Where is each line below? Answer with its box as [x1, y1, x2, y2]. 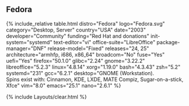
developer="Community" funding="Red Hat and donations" [6, 32, 149, 40]
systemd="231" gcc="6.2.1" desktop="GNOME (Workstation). [6, 69, 154, 76]
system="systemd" [6, 38, 53, 45]
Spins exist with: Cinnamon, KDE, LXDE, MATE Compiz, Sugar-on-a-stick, [6, 76, 184, 83]
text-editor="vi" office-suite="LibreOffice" [53, 38, 156, 45]
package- [156, 38, 180, 45]
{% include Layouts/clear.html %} [6, 93, 87, 100]
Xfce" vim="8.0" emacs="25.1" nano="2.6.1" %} [6, 82, 121, 89]
